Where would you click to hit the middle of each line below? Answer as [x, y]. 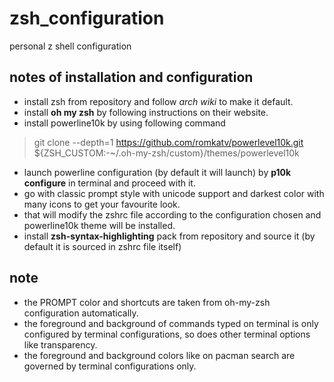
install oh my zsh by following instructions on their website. [146, 112]
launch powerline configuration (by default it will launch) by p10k [157, 172]
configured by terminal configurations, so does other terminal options [167, 334]
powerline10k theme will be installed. [99, 225]
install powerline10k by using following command [124, 123]
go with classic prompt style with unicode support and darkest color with [174, 193]
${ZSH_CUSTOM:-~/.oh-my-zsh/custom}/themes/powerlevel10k [166, 153]
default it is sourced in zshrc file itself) [102, 246]
